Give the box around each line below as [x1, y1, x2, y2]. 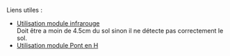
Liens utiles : [6, 6, 43, 14]
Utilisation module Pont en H [16, 41, 99, 49]
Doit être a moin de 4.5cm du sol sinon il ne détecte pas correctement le [16, 27, 224, 35]
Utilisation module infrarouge [16, 19, 100, 27]
